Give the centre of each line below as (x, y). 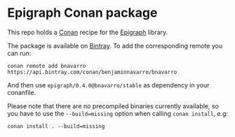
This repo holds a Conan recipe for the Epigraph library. (88, 32)
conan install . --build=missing (56, 126)
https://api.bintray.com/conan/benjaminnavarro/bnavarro (92, 72)
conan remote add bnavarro (47, 66)
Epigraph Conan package (82, 13)
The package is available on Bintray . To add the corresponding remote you (115, 45)
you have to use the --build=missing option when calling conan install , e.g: (118, 113)
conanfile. (22, 92)
